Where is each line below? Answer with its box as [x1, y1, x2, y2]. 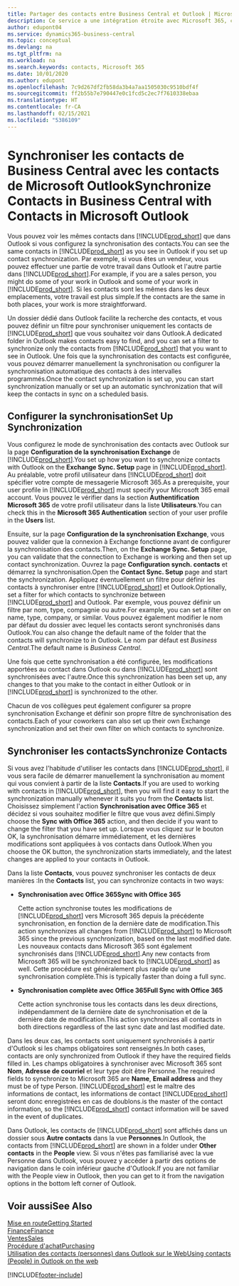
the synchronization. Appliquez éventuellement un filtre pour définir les [7, 575, 216, 584]
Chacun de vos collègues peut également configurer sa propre [7, 702, 191, 710]
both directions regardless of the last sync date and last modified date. [17, 1023, 225, 1031]
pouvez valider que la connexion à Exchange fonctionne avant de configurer [7, 537, 231, 546]
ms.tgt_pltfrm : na [7, 51, 62, 58]
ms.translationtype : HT [7, 97, 78, 104]
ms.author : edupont [7, 76, 65, 84]
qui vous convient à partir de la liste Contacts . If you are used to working [7, 779, 220, 788]
